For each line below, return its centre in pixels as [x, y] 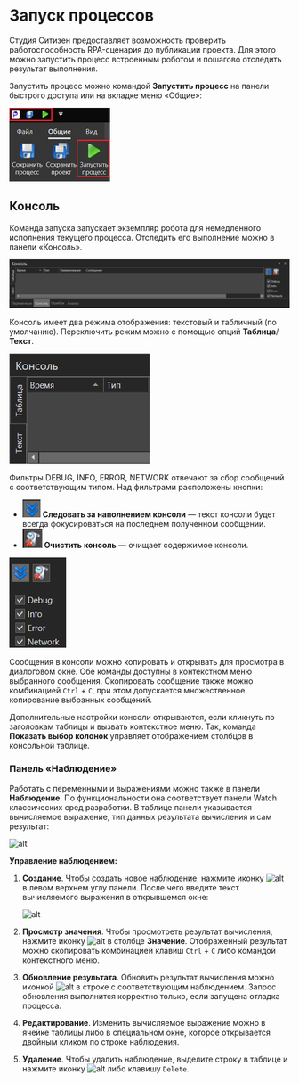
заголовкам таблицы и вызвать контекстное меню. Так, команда [133, 726]
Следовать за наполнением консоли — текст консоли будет [159, 514]
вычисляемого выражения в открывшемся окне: [115, 897]
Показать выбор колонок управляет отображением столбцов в [131, 736]
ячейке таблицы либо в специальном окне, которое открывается [146, 1032]
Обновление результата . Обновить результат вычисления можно [148, 977]
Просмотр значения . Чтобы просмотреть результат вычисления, [147, 931]
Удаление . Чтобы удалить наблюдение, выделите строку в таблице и [155, 1059]
